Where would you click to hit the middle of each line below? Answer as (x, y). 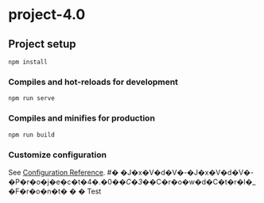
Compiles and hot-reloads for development (93, 82)
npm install (28, 62)
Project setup (43, 44)
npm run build (32, 135)
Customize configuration (58, 155)
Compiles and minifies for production (82, 118)
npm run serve (32, 98)
